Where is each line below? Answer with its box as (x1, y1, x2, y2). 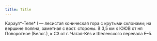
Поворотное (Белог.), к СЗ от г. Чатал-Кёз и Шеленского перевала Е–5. (5, 30, 153, 36)
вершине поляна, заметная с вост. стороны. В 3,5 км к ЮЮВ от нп (5, 25, 143, 31)
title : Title (5, 7, 31, 12)
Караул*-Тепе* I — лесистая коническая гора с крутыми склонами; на (5, 20, 152, 26)
